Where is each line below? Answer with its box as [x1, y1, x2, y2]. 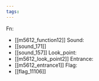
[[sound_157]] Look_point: [14, 48, 77, 56]
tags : [6, 8, 19, 15]
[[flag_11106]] [14, 67, 46, 74]
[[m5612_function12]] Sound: [14, 36, 84, 43]
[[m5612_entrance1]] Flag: [14, 61, 77, 69]
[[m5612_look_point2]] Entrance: [14, 55, 94, 62]
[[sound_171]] [14, 43, 47, 50]
